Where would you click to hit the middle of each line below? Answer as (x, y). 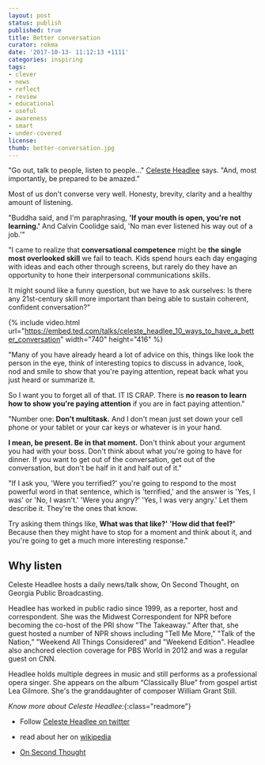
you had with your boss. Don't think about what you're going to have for (125, 451)
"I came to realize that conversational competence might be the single (125, 250)
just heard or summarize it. (52, 380)
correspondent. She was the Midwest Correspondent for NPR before (120, 617)
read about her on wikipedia (65, 737)
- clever (23, 74)
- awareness (28, 119)
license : (23, 140)
